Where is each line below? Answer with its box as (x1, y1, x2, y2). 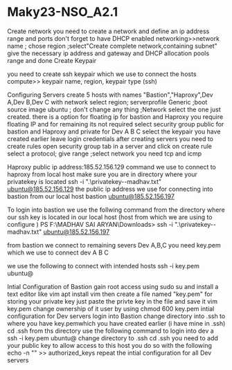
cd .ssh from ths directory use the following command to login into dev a (7, 326, 215, 335)
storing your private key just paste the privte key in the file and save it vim (7, 297, 218, 305)
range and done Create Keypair (7, 56, 97, 64)
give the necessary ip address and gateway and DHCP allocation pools (7, 49, 210, 57)
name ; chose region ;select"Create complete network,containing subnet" (7, 41, 218, 50)
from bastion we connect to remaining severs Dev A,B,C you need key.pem (7, 241, 221, 249)
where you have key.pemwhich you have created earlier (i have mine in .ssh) (7, 319, 226, 327)
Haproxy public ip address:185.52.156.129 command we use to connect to (7, 163, 216, 171)
